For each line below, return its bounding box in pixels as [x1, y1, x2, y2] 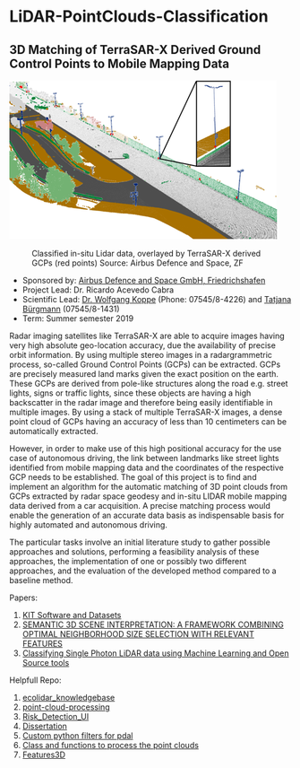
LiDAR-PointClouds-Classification [9, 6, 269, 27]
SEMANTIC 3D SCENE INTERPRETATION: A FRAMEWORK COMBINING [21, 619, 284, 630]
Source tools [21, 658, 70, 668]
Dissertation [21, 720, 67, 731]
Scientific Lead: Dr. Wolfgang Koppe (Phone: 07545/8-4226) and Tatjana [21, 294, 292, 304]
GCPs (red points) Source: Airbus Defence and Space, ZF [31, 257, 244, 268]
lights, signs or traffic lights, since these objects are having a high [9, 388, 252, 398]
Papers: [9, 592, 39, 603]
